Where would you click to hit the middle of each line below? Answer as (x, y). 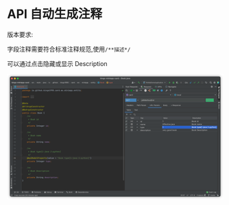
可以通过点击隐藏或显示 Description (57, 63)
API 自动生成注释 (55, 14)
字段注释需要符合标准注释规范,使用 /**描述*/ (69, 49)
